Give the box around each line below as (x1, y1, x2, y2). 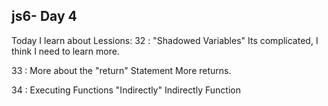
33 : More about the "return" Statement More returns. (11, 64, 232, 76)
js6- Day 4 (11, 8, 78, 25)
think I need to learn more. (11, 45, 120, 57)
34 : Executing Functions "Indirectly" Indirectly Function (11, 84, 241, 96)
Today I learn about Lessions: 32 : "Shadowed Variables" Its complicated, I (11, 34, 319, 46)
